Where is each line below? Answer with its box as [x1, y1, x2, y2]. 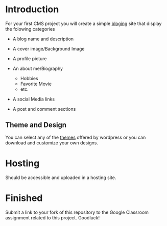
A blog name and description [12, 36, 74, 42]
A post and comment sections [12, 106, 76, 112]
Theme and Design [5, 121, 67, 130]
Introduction [5, 4, 59, 15]
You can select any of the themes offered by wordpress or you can [5, 134, 146, 140]
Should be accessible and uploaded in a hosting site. [5, 174, 116, 181]
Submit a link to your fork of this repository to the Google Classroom [5, 209, 149, 215]
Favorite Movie [20, 81, 52, 87]
